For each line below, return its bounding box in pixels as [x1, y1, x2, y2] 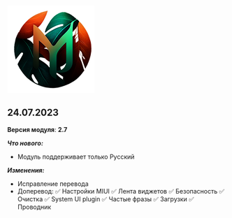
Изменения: [7, 166, 45, 174]
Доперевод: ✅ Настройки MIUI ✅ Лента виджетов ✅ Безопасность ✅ [17, 187, 225, 195]
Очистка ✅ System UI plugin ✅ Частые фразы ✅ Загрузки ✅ [17, 194, 194, 203]
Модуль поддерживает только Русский [17, 152, 135, 161]
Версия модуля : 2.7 [7, 125, 68, 133]
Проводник [17, 203, 52, 211]
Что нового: [7, 138, 44, 147]
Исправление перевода [17, 180, 89, 188]
